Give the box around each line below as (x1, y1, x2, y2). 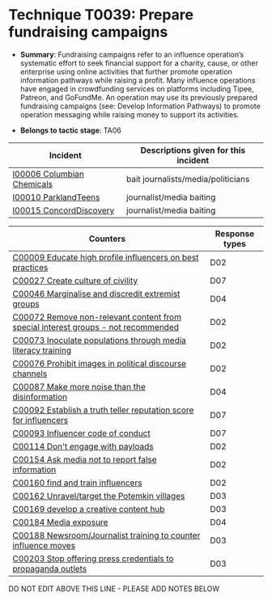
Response (215, 228, 255, 239)
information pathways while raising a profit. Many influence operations (19, 75, 256, 85)
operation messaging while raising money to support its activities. (19, 109, 240, 119)
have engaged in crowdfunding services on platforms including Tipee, (19, 83, 254, 94)
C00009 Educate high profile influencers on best (12, 251, 199, 263)
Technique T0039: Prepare (8, 6, 194, 24)
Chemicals (12, 178, 53, 189)
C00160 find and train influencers (12, 477, 142, 488)
